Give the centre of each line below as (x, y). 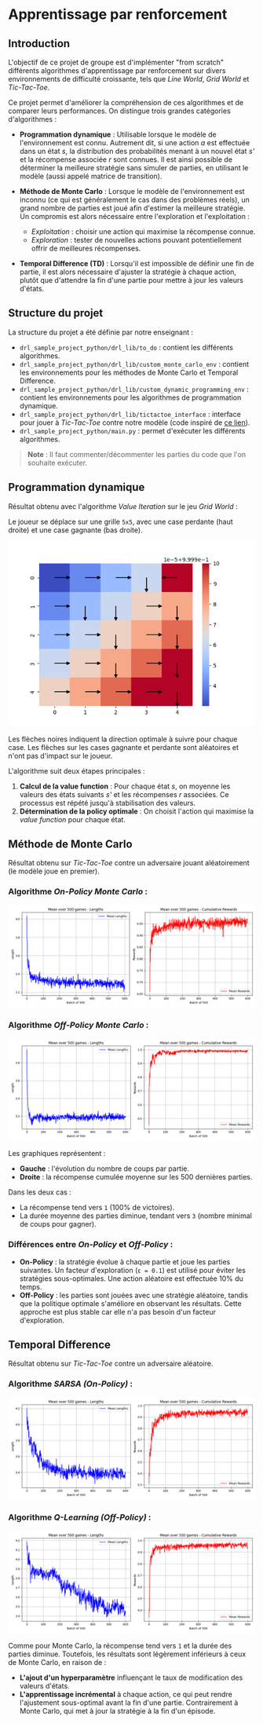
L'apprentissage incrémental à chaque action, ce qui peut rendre (126, 1695)
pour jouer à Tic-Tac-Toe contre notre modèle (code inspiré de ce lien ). (135, 423)
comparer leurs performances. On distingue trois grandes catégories (120, 111)
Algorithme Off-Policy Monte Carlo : (79, 1025)
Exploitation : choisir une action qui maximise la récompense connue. (143, 232)
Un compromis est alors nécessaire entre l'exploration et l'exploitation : (134, 216)
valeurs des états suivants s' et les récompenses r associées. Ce (124, 794)
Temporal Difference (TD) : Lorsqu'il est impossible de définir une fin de (137, 263)
